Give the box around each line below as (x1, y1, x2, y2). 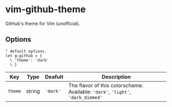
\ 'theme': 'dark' (10, 58, 50, 63)
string (26, 88, 40, 95)
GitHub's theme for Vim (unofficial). (5, 20, 80, 26)
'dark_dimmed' (68, 94, 103, 100)
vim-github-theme (5, 4, 86, 15)
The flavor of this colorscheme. (68, 82, 144, 89)
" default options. (5, 48, 47, 54)
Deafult (45, 73, 64, 80)
